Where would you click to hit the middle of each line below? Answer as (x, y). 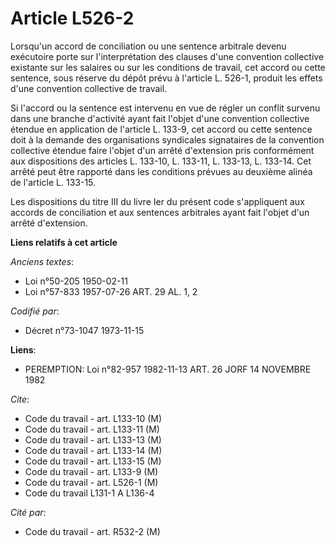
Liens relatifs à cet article (64, 242)
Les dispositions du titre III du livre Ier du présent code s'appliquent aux (157, 201)
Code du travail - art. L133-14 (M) (93, 450)
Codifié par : (35, 311)
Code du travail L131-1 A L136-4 (89, 493)
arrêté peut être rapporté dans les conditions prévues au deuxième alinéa (161, 171)
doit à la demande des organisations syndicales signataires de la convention (167, 139)
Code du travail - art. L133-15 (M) (93, 461)
